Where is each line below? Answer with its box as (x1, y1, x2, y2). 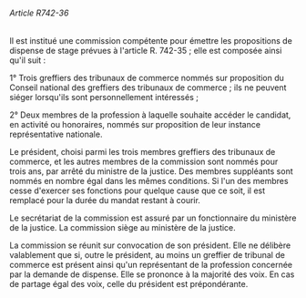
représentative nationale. (9, 128, 103, 140)
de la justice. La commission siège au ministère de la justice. (9, 222, 237, 233)
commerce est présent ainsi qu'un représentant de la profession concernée (9, 260, 293, 271)
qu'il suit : (9, 55, 46, 66)
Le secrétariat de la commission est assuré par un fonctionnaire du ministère (9, 212, 297, 223)
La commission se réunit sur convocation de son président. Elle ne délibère (9, 240, 291, 251)
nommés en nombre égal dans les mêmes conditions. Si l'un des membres (9, 176, 289, 187)
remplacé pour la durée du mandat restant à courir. (9, 195, 200, 206)
